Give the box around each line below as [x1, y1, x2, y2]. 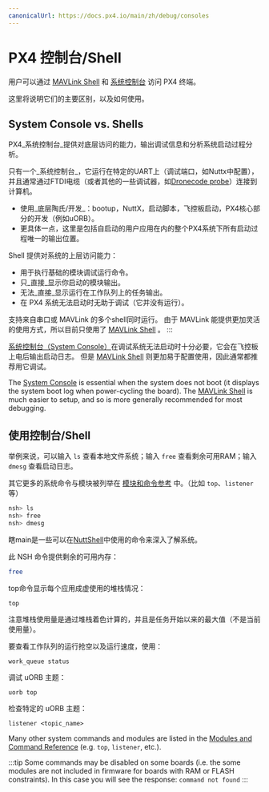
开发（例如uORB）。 [34, 214, 98, 223]
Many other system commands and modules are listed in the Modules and [8, 734, 252, 743]
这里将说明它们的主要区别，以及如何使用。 [8, 94, 149, 103]
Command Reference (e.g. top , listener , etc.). [8, 742, 162, 751]
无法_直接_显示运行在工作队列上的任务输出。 [19, 287, 167, 297]
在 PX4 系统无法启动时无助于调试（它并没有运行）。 [19, 298, 189, 308]
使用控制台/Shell [8, 428, 90, 442]
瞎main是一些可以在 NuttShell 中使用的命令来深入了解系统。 [8, 534, 202, 545]
